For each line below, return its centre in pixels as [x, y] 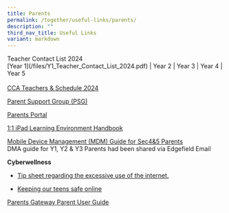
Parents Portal [27, 115]
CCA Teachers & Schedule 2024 [53, 88]
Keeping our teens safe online [59, 189]
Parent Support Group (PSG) [47, 101]
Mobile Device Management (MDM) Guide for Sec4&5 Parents [95, 141]
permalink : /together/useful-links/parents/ [72, 20]
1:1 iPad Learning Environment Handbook [65, 128]
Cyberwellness [29, 162]
